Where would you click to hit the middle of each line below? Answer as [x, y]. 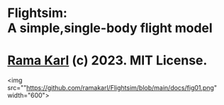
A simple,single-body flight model [110, 28]
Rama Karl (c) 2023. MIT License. [107, 61]
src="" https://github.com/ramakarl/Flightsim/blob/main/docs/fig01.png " [112, 88]
